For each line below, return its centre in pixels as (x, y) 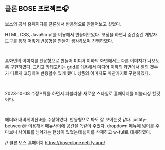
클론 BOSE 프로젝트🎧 (37, 9)
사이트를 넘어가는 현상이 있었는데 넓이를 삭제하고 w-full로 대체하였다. (85, 132)
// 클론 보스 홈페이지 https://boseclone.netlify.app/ (55, 142)
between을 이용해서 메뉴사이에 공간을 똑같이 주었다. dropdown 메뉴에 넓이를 (80, 126)
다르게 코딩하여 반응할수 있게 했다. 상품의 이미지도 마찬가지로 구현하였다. (80, 73)
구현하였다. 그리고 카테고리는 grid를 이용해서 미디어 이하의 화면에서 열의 (80, 67)
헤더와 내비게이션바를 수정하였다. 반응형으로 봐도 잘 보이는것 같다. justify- (76, 119)
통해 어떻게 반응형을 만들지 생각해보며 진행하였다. (66, 41)
